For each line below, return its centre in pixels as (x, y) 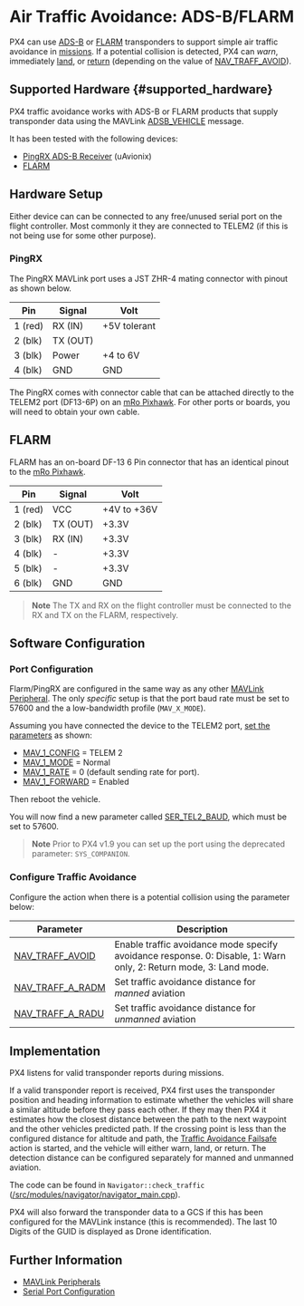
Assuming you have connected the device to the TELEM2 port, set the (140, 726)
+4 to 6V (121, 355)
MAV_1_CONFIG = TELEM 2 (73, 753)
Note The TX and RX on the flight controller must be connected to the (161, 605)
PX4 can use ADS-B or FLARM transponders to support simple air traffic (144, 42)
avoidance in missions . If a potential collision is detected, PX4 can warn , (144, 51)
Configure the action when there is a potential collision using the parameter (150, 897)
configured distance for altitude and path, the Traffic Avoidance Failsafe (143, 1138)
